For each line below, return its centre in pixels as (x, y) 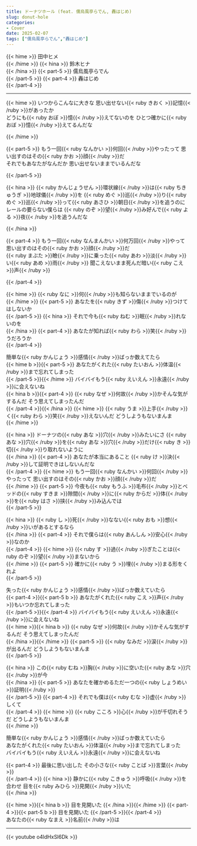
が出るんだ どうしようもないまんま (48, 649)
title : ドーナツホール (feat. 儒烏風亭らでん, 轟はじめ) (69, 11)
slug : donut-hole (27, 17)
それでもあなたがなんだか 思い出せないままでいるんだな (74, 163)
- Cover (16, 28)
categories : (21, 22)
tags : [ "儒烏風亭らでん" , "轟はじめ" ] (47, 39)
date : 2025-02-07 (27, 34)
